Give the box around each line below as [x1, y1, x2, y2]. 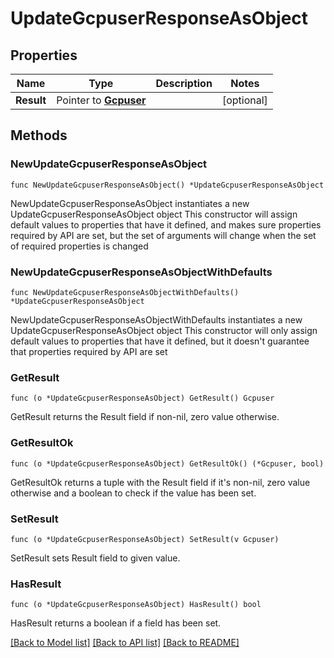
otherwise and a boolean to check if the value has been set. [10, 487, 257, 499]
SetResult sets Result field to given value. [10, 552, 181, 564]
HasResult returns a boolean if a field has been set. [10, 617, 222, 629]
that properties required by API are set [10, 345, 168, 357]
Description [155, 77, 213, 90]
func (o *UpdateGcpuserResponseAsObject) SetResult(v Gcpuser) [10, 534, 280, 544]
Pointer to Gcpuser [56, 93, 147, 107]
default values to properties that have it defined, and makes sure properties [10, 218, 322, 231]
